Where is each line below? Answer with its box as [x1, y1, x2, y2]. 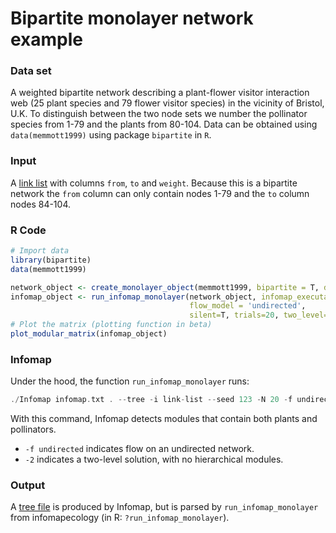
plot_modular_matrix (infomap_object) [10, 329, 168, 339]
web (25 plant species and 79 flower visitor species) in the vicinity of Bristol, [10, 97, 325, 109]
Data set [10, 64, 52, 78]
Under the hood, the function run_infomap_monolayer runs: [10, 375, 250, 387]
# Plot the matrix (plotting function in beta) [10, 320, 213, 330]
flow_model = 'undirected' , [189, 301, 307, 311]
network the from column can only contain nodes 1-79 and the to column [10, 187, 310, 199]
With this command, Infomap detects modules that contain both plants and [10, 413, 318, 425]
